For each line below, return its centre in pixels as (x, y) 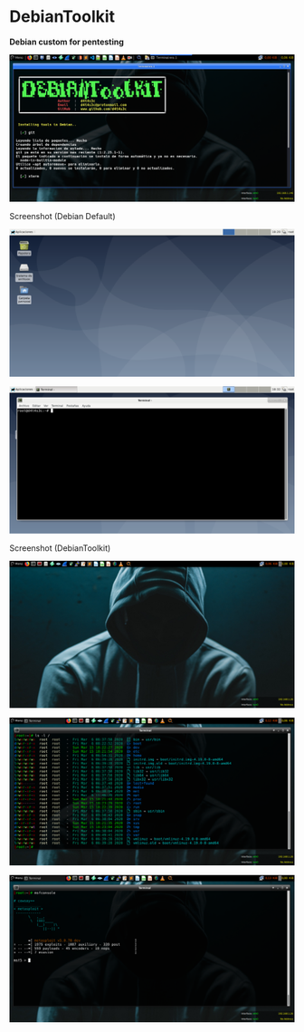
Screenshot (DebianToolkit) (60, 548)
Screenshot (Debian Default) (62, 217)
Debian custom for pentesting (67, 42)
